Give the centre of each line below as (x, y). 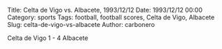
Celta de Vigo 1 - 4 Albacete (48, 38)
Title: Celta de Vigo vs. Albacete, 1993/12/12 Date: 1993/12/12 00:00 (105, 10)
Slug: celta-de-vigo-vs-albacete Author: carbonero (81, 24)
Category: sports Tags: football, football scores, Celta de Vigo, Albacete (111, 17)
